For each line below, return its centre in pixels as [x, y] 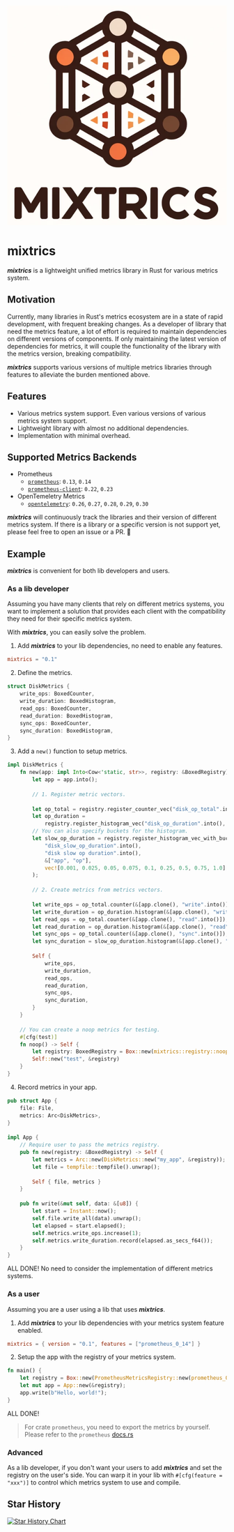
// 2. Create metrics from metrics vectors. [98, 890]
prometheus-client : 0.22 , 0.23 [70, 489]
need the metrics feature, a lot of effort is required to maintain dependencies [117, 331]
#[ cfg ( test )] [39, 1037]
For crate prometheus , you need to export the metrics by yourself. [117, 1427]
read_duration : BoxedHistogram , [67, 716]
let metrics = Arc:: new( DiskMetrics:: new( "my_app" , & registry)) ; [129, 1160]
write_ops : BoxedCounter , [57, 694]
